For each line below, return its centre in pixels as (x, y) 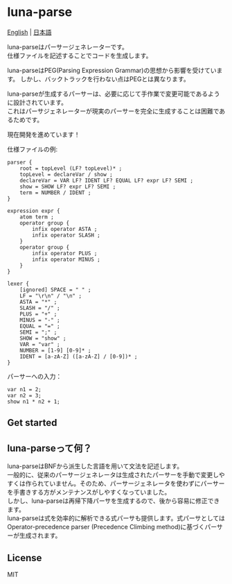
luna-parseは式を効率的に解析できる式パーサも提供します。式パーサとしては (116, 518)
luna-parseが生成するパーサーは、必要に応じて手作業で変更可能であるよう (114, 94)
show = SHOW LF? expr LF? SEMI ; (68, 187)
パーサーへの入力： (35, 376)
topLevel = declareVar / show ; (66, 174)
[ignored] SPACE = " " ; (55, 290)
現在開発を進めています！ (44, 134)
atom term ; (37, 217)
